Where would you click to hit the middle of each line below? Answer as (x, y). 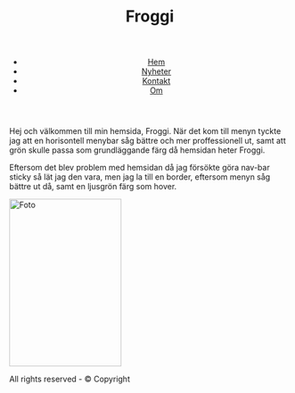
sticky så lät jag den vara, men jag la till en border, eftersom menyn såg (140, 177)
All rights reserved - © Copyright (70, 379)
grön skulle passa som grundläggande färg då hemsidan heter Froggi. (137, 150)
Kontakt (156, 81)
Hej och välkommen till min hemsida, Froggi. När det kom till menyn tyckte (145, 131)
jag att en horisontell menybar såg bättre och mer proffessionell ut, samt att (148, 141)
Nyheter (156, 71)
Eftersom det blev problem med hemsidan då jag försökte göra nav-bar (139, 168)
